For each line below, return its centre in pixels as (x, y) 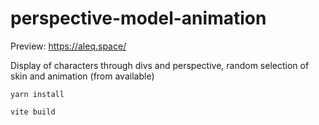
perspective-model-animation (138, 18)
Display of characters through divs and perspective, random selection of (160, 65)
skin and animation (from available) (82, 76)
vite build (33, 112)
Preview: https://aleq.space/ (68, 46)
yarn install (37, 94)
